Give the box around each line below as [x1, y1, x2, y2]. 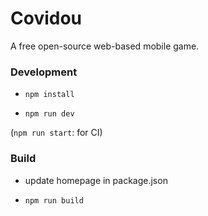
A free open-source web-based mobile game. [10, 40, 200, 52]
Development [10, 65, 78, 79]
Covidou [10, 7, 83, 30]
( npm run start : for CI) [10, 127, 103, 139]
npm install [24, 90, 75, 100]
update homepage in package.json [24, 174, 168, 186]
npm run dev [24, 109, 75, 119]
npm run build [24, 195, 84, 206]
